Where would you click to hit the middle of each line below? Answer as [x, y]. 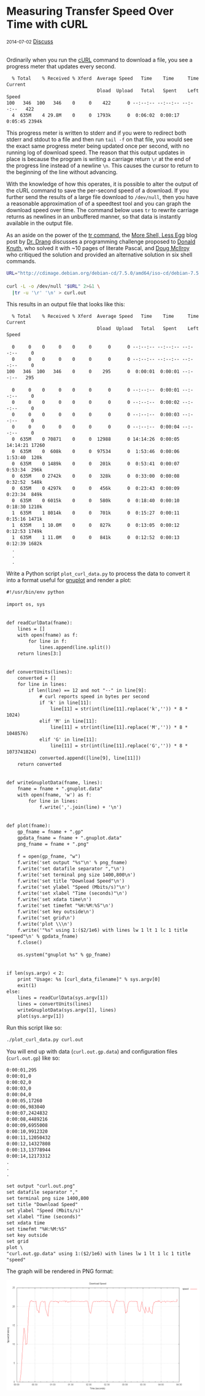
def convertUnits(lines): [39, 672]
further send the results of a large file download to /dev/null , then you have [102, 197]
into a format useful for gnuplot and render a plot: [69, 580]
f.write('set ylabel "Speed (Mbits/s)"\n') [74, 887]
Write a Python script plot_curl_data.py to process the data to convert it [98, 574]
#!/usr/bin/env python [35, 592]
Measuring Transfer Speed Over [90, 11]
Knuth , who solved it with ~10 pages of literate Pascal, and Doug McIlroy [98, 248]
